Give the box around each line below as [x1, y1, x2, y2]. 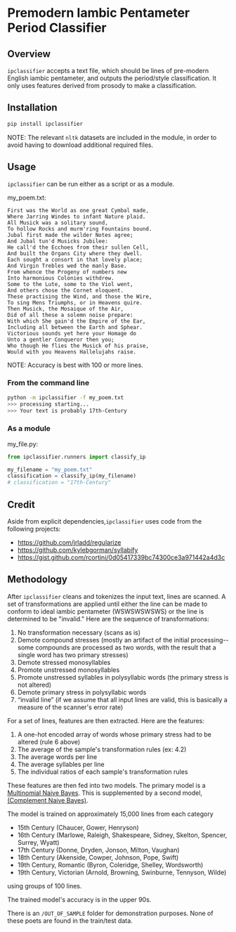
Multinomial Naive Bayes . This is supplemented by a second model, [7, 789, 202, 797]
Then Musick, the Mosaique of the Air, [7, 305, 124, 312]
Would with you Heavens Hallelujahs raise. [7, 348, 137, 356]
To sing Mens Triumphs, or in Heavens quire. [7, 299, 143, 306]
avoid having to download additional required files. [7, 141, 153, 149]
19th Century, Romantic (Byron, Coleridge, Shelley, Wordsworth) [17, 860, 204, 869]
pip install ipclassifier [7, 120, 83, 127]
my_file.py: [7, 439, 39, 448]
